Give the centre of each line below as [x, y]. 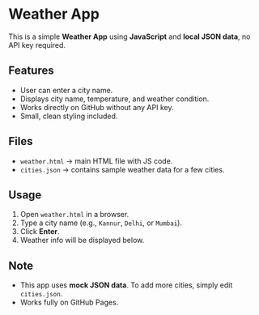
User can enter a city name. [66, 90]
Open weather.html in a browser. [74, 215]
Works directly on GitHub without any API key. [97, 107]
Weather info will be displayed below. [82, 241]
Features [31, 71]
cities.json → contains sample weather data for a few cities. [122, 169]
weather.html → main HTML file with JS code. [96, 161]
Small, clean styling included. [69, 116]
